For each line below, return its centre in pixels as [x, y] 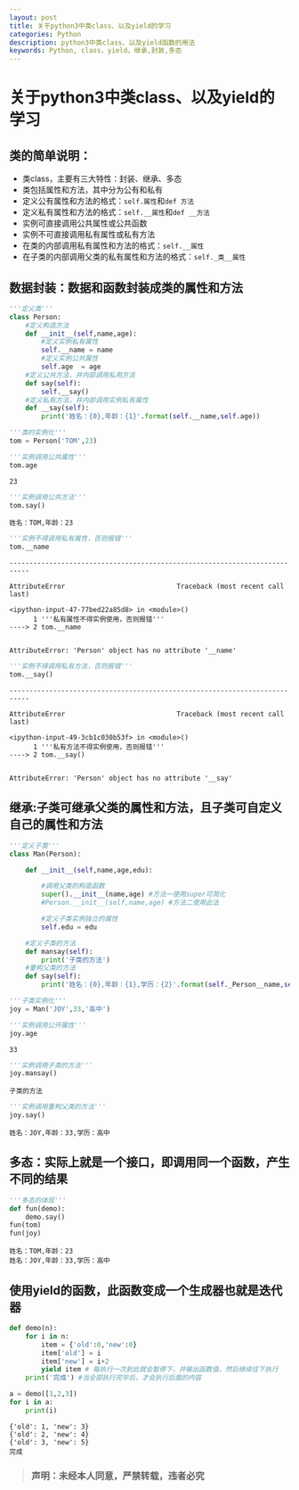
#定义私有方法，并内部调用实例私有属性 [87, 400]
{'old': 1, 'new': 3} [49, 1427]
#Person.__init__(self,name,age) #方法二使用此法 [130, 903]
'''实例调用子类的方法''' [51, 1065]
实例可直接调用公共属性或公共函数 [85, 223]
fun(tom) [25, 1225]
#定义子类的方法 [51, 943]
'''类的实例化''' [38, 433]
